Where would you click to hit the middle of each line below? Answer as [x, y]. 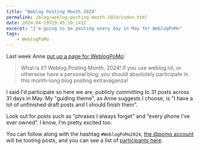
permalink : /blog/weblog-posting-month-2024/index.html [77, 17]
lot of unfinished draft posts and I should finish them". [72, 104]
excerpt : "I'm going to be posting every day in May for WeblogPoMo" [94, 28]
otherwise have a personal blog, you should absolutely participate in [104, 74]
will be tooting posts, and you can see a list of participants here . [85, 140]
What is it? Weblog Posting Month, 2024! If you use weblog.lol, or [101, 68]
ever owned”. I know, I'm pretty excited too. [59, 122]
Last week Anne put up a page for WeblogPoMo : [66, 56]
